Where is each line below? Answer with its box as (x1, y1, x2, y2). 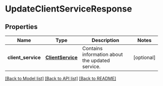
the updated (82, 57, 110, 64)
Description (91, 37, 120, 43)
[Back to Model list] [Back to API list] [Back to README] (5, 76, 116, 81)
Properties (5, 23, 38, 31)
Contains (82, 45, 103, 52)
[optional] (133, 54, 156, 61)
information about (82, 51, 123, 57)
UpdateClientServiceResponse (5, 3, 132, 14)
